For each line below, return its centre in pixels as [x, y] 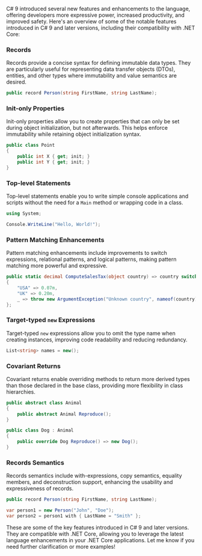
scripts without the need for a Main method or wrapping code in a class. [95, 203]
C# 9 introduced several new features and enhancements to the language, [98, 9]
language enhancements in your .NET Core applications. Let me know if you [100, 540]
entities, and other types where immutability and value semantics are [92, 76]
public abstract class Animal [44, 403]
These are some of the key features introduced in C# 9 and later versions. [98, 527]
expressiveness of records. [40, 489]
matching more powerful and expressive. [57, 266]
